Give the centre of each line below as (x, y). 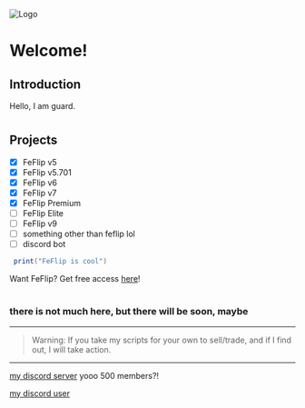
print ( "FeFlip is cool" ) (60, 262)
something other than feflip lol (79, 234)
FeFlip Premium (52, 203)
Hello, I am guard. (42, 106)
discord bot (44, 244)
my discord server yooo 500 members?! (84, 375)
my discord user (40, 393)
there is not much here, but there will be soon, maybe (129, 312)
